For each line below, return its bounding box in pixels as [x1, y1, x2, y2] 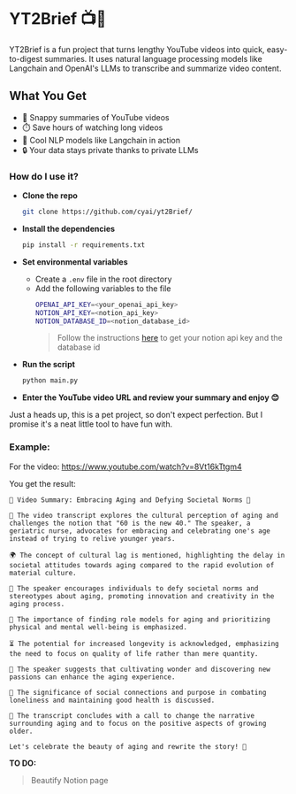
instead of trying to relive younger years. [9, 534, 176, 543]
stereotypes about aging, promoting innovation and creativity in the [9, 591, 275, 600]
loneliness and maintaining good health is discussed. [9, 696, 216, 705]
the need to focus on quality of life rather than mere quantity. [9, 649, 259, 658]
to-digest [9, 53, 42, 64]
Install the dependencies [21, 223, 116, 234]
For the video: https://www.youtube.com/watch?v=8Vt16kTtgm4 [9, 461, 243, 472]
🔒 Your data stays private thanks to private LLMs [21, 144, 199, 155]
